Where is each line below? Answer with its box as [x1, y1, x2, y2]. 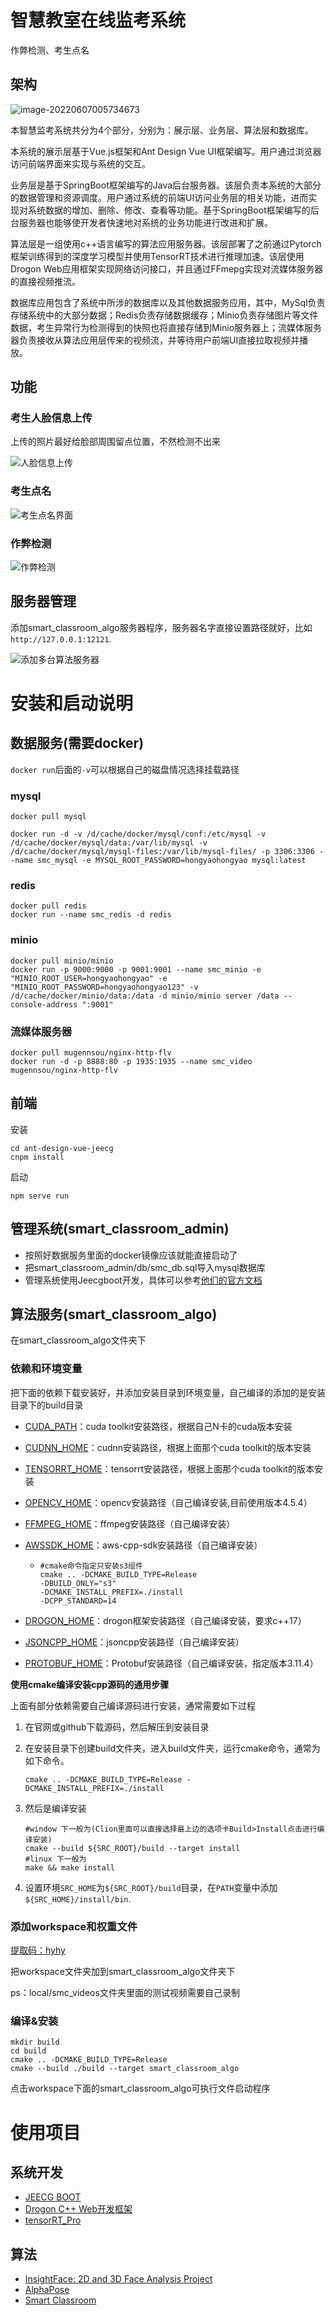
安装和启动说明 [10, 692, 134, 715]
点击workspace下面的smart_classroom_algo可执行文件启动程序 [10, 2082, 271, 2095]
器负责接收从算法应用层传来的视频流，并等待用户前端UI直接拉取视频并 [10, 334, 300, 346]
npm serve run [10, 1191, 70, 1201]
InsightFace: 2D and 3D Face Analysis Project [24, 2273, 213, 2285]
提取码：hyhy [10, 1944, 66, 1956]
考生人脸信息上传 [10, 411, 93, 425]
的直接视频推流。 [10, 275, 81, 287]
